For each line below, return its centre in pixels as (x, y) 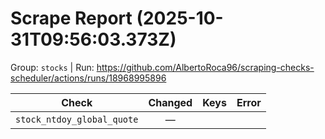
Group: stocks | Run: (52, 67)
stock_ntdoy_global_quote (77, 119)
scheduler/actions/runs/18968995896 (88, 78)
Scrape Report (71, 18)
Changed (170, 102)
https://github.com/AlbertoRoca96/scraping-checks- (205, 67)
